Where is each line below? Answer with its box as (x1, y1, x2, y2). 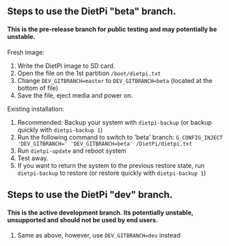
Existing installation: (7, 105, 65, 113)
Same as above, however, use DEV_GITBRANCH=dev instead (17, 231, 181, 240)
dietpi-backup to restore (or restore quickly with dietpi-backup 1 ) (17, 169, 207, 177)
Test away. (17, 153, 49, 162)
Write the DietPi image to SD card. (17, 61, 116, 70)
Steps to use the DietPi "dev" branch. (7, 188, 173, 201)
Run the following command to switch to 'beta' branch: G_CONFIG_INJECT (17, 132, 223, 141)
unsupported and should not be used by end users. (7, 215, 159, 224)
